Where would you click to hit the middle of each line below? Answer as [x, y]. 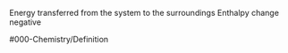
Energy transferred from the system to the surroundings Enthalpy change [144, 13]
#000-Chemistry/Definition [59, 39]
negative [25, 22]
